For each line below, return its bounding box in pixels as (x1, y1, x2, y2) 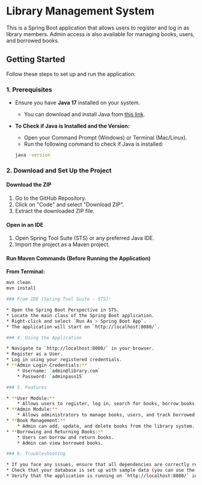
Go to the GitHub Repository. (14, 194, 87, 202)
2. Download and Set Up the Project (6, 166, 112, 175)
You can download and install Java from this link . (23, 111, 145, 118)
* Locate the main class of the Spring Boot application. (6, 312, 155, 318)
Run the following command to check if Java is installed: (23, 140, 164, 148)
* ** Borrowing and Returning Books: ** (6, 428, 103, 434)
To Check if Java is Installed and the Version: (14, 122, 130, 130)
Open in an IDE (6, 221, 44, 228)
